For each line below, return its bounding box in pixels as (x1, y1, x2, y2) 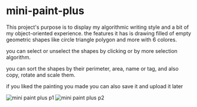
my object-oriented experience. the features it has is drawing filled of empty (6, 29, 192, 36)
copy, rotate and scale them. (6, 71, 75, 78)
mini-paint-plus (6, 4, 84, 18)
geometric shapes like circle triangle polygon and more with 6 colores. (6, 36, 177, 43)
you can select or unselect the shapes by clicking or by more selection (6, 47, 178, 54)
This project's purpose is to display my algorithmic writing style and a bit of (6, 24, 189, 31)
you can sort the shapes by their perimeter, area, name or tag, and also (6, 65, 179, 72)
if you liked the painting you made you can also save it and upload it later (6, 82, 183, 89)
